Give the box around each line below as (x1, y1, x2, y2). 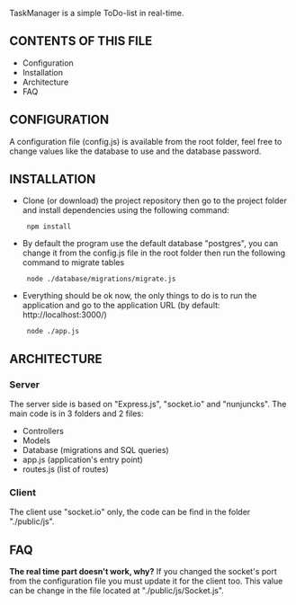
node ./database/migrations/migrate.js (26, 274, 176, 284)
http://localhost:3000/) (22, 309, 108, 320)
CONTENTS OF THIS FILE (9, 33, 153, 49)
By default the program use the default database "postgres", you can (22, 238, 279, 249)
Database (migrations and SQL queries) (22, 445, 169, 456)
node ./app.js (26, 327, 80, 336)
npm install (26, 222, 72, 232)
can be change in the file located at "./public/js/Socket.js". (9, 585, 225, 596)
